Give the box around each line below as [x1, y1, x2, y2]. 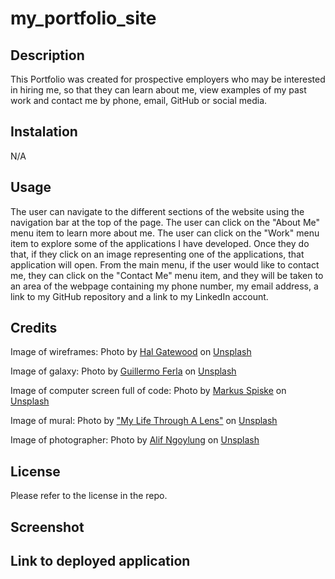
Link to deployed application [10, 553, 191, 570]
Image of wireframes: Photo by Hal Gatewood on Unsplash [10, 346, 252, 358]
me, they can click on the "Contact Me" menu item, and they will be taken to [10, 269, 324, 281]
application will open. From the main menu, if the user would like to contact [10, 258, 320, 271]
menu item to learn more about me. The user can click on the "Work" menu [10, 227, 320, 239]
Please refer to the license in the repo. [10, 490, 168, 502]
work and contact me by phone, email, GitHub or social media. [10, 95, 268, 106]
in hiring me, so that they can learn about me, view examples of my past [10, 84, 307, 96]
